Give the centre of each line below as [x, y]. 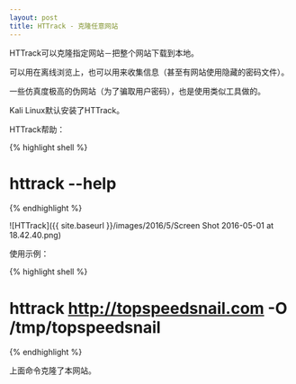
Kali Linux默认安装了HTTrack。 [67, 110]
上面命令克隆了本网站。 [53, 371]
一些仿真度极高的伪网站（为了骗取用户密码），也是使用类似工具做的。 [137, 91]
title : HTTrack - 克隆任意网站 [64, 26]
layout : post [34, 18]
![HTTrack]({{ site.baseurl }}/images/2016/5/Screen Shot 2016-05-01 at [142, 226]
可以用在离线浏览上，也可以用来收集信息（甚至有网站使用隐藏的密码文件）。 [149, 72]
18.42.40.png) [35, 236]
